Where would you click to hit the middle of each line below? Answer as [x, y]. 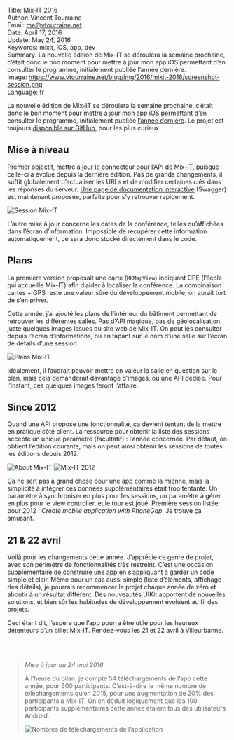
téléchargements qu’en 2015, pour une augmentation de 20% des [119, 694]
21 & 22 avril [34, 540]
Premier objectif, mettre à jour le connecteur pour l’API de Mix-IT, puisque [113, 167]
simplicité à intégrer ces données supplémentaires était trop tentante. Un [112, 488]
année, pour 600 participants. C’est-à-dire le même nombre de [115, 686]
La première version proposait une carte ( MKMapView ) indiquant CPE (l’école [115, 277]
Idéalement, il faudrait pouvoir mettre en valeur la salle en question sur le [112, 370]
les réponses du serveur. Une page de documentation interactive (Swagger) [117, 189]
